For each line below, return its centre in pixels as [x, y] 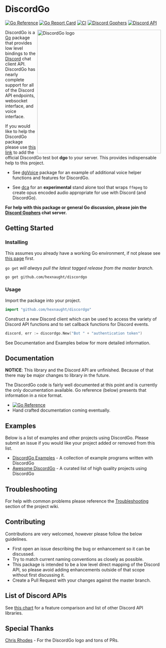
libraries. [14, 613]
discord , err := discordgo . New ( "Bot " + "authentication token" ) [74, 333]
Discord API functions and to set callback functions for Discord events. [77, 324]
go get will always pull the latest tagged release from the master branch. [79, 268]
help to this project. [25, 163]
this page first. [20, 258]
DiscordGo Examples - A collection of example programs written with [83, 458]
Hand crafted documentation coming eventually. [61, 410]
